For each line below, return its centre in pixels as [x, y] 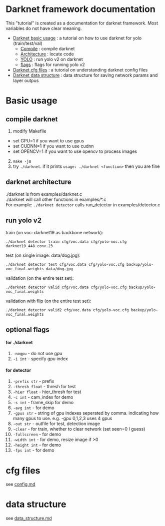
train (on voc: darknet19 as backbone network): [54, 232]
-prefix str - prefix [33, 381]
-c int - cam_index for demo [43, 397]
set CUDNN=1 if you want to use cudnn [53, 146]
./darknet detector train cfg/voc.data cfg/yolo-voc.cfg [66, 242]
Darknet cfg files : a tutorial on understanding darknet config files [80, 70]
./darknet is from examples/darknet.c [44, 194]
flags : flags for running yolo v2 [53, 64]
